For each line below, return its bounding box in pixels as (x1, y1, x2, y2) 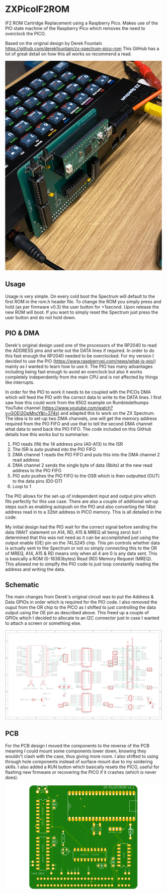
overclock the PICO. (5, 30, 46, 36)
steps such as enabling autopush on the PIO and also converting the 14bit (5, 504, 156, 510)
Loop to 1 (12, 483, 31, 489)
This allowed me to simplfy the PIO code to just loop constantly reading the (5, 561, 159, 567)
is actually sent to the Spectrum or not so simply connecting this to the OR (5, 545, 158, 551)
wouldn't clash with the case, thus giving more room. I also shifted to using (5, 753, 159, 759)
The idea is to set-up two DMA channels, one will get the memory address (5, 415, 158, 421)
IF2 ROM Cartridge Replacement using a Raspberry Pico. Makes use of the (5, 20, 158, 26)
